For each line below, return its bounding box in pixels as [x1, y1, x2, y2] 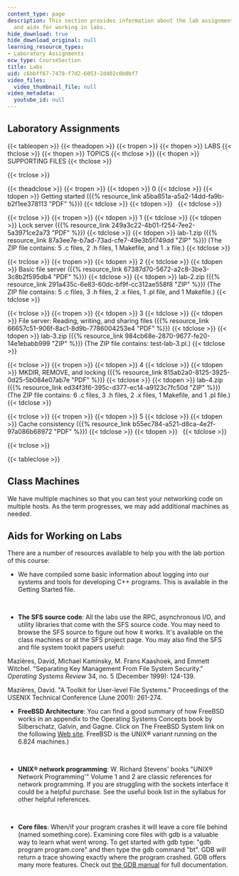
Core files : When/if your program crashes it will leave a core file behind [17, 823, 228, 831]
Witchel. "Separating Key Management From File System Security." [7, 665, 204, 673]
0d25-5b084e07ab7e [7, 375, 70, 384]
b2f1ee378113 [7, 199, 48, 208]
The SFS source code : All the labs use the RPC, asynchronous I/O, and [17, 613, 226, 621]
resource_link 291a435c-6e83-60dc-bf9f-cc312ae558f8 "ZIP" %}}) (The [7, 280, 221, 288]
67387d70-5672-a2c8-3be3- [123, 265, 210, 273]
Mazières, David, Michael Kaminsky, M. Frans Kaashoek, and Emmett [7, 657, 210, 665]
